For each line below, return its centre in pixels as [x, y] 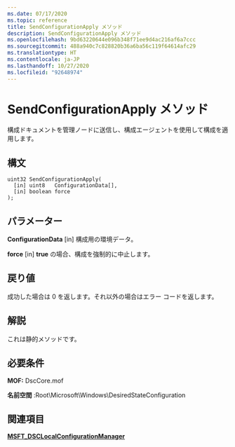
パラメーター [35, 221]
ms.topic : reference [38, 20]
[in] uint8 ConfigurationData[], [66, 186]
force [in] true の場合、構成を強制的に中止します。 [81, 254]
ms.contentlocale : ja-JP [43, 60]
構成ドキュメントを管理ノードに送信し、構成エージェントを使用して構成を [115, 130]
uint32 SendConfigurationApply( [54, 179]
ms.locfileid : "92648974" [45, 72]
